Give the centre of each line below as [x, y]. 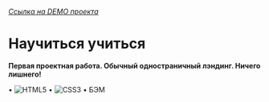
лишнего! [25, 74]
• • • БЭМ [57, 89]
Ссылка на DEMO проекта [53, 12]
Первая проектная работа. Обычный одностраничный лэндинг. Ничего [134, 65]
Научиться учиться [77, 44]
